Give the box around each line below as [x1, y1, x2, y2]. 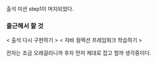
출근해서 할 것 [6, 22, 44, 30]
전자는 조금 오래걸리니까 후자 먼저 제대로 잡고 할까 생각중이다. [6, 49, 152, 57]
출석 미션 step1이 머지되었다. [6, 5, 74, 12]
